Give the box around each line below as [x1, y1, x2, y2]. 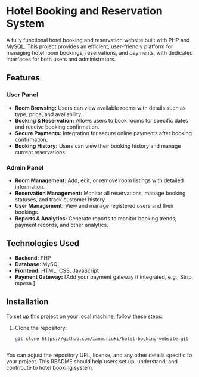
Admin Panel [6, 163, 43, 172]
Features [6, 73, 40, 83]
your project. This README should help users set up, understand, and [6, 358, 178, 365]
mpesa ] [14, 279, 36, 286]
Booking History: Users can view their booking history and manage [14, 142, 181, 149]
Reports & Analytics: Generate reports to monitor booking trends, [14, 214, 177, 222]
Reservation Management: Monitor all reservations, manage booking [14, 189, 186, 197]
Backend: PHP [14, 254, 52, 261]
